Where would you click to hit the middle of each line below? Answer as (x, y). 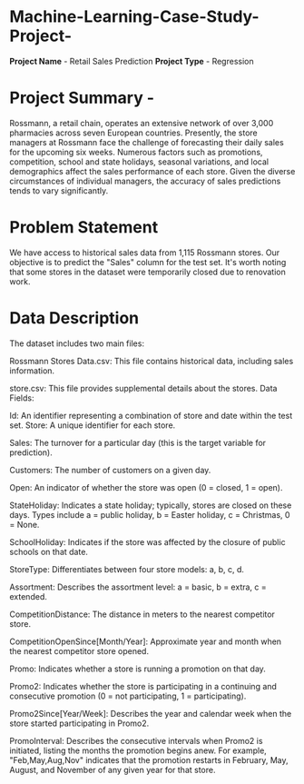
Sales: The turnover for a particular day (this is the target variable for (137, 442)
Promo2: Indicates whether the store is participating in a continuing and (143, 686)
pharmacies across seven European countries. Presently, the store (133, 133)
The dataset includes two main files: (77, 343)
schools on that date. (49, 551)
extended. (28, 596)
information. (32, 371)
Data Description (74, 318)
